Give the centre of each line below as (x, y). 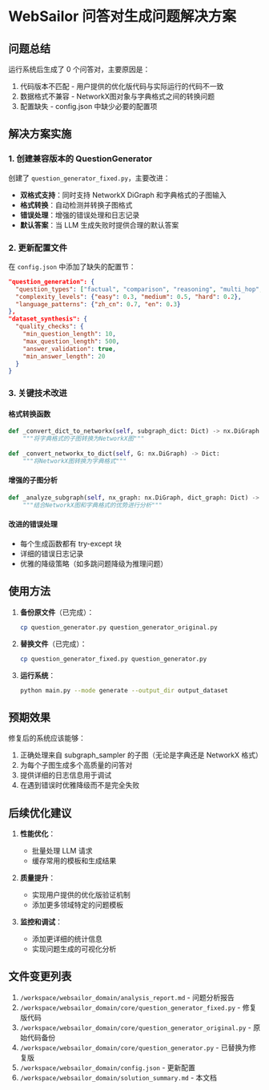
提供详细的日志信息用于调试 (66, 775)
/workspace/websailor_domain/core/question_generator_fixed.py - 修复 (138, 1007)
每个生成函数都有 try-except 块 (70, 544)
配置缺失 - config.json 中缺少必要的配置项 (88, 106)
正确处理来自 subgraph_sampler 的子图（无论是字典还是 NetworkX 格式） (141, 755)
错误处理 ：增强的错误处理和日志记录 (80, 215)
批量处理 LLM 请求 (62, 851)
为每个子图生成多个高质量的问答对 (76, 765)
